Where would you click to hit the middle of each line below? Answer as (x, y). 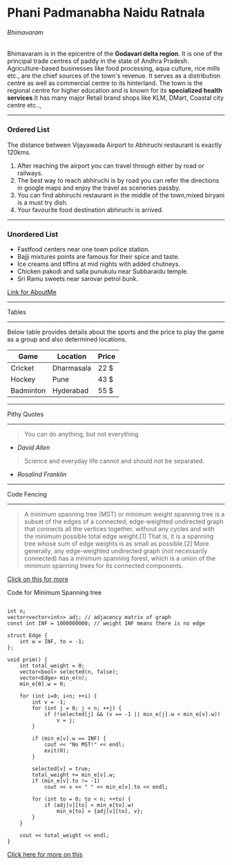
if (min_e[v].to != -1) (66, 781)
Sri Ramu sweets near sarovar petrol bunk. (78, 278)
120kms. (19, 152)
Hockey (23, 379)
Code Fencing (27, 494)
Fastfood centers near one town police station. (83, 249)
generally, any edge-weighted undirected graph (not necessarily (116, 551)
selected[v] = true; (61, 769)
